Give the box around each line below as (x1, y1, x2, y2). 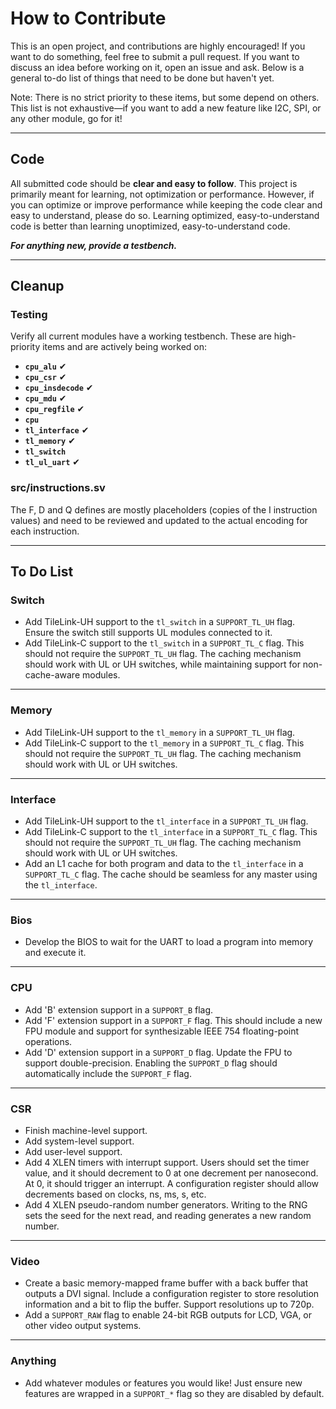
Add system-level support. (24, 1135, 135, 1147)
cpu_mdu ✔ (24, 392, 67, 404)
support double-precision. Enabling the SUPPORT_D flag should (24, 1057, 278, 1069)
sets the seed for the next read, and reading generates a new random (24, 1209, 312, 1221)
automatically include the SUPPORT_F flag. (24, 1067, 192, 1079)
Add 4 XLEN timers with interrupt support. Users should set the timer (24, 1156, 310, 1168)
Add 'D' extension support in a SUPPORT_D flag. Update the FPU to (24, 1046, 293, 1058)
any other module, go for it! (10, 112, 123, 124)
